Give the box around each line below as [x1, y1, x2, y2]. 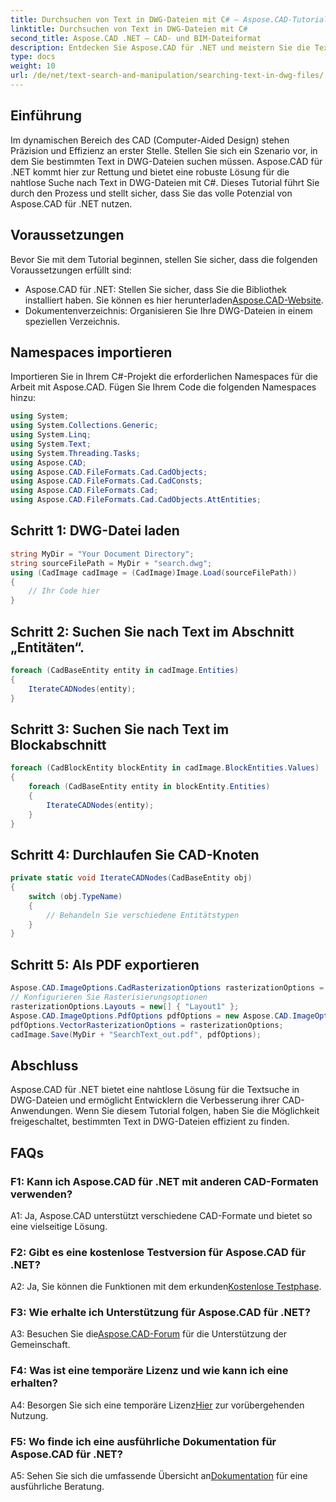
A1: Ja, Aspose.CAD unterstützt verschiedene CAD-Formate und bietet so [10, 1209, 313, 1221]
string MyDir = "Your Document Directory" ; [10, 549, 195, 559]
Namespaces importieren [10, 344, 173, 361]
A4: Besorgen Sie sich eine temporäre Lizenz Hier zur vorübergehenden [10, 1399, 305, 1411]
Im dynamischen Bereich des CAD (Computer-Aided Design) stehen [10, 134, 290, 146]
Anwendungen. [10, 1105, 73, 1117]
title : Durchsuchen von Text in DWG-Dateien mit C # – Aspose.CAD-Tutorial [10, 14, 329, 25]
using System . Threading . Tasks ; [10, 448, 141, 458]
